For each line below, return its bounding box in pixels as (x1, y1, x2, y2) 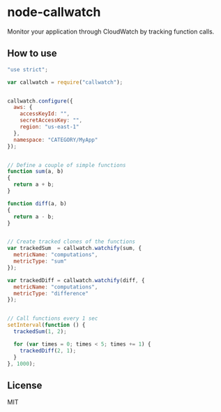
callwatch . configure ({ (7, 97, 73, 105)
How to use (7, 47, 57, 59)
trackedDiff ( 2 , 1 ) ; (20, 347, 77, 354)
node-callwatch (7, 4, 101, 20)
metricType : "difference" (13, 290, 89, 297)
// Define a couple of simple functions (7, 161, 127, 168)
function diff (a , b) (7, 200, 68, 207)
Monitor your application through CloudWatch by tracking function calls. (7, 27, 215, 36)
